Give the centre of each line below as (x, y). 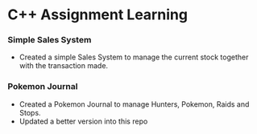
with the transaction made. (64, 66)
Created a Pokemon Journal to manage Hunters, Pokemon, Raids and (134, 104)
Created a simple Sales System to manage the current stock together (134, 57)
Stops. (30, 112)
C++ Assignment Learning (98, 15)
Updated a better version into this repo (83, 121)
